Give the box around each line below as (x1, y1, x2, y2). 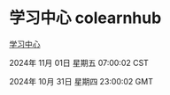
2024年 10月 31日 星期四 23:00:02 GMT (9, 76, 153, 86)
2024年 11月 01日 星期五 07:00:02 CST (9, 57, 149, 68)
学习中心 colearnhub (9, 8, 162, 28)
